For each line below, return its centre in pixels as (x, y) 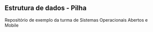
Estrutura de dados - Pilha (46, 8)
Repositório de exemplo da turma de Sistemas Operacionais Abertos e (76, 20)
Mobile (12, 25)
